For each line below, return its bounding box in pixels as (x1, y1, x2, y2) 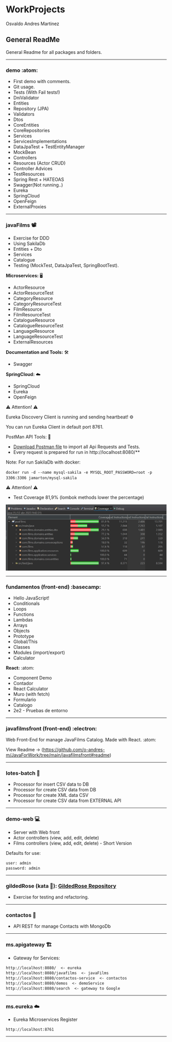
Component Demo (13, 674, 52, 680)
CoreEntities (13, 122, 39, 128)
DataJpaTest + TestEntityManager (13, 144, 85, 150)
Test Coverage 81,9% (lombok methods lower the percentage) (13, 494, 144, 500)
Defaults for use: (6, 850, 41, 856)
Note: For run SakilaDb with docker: (6, 459, 81, 465)
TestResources (13, 171, 45, 177)
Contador (13, 680, 34, 686)
